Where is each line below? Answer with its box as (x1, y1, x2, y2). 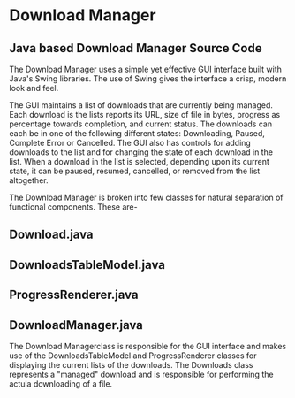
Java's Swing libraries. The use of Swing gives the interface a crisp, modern (9, 73, 287, 84)
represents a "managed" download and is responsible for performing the (9, 369, 274, 379)
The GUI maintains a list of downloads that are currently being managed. (9, 100, 274, 111)
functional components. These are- (9, 202, 139, 212)
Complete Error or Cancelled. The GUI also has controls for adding (9, 138, 252, 148)
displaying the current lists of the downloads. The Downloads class (9, 359, 253, 370)
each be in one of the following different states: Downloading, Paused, (9, 128, 265, 138)
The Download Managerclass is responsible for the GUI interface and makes (9, 341, 287, 351)
